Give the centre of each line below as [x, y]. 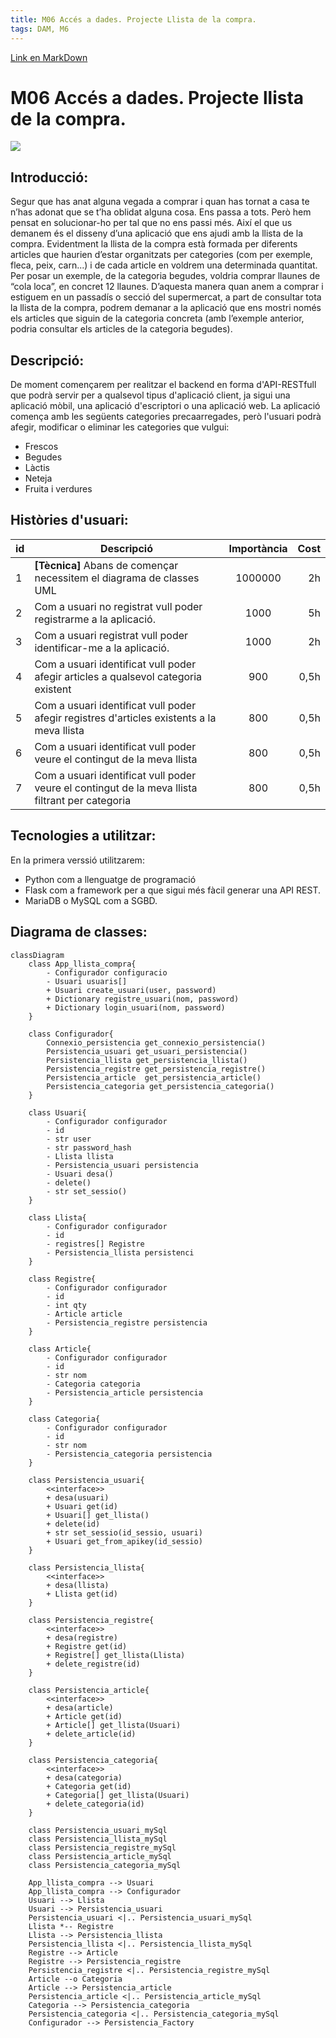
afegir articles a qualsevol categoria [118, 676]
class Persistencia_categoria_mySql [105, 1865]
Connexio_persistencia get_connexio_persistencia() [156, 1042]
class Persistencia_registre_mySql [102, 1847]
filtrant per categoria [83, 800]
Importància [258, 548]
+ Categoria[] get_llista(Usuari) [118, 1795]
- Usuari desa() [80, 1174]
